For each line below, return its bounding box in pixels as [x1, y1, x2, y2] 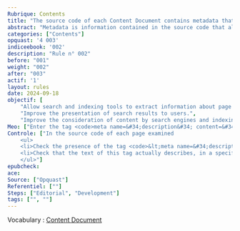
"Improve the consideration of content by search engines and [20, 116, 209, 123]
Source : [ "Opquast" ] [7, 176, 69, 183]
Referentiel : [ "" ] [7, 183, 62, 190]
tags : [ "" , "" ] [7, 196, 53, 203]
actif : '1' [7, 76, 40, 84]
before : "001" [7, 57, 50, 64]
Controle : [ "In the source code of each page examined [7, 130, 174, 137]
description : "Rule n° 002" [7, 51, 91, 58]
